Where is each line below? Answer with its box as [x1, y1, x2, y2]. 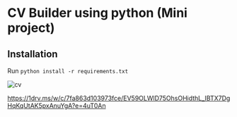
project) [7, 20, 55, 36]
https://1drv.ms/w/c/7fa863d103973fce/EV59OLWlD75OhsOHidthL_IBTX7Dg [7, 94, 231, 102]
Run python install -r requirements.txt [7, 67, 129, 75]
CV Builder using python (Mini [7, 5, 187, 21]
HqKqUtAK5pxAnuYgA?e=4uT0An [7, 101, 106, 110]
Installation [7, 48, 58, 60]
